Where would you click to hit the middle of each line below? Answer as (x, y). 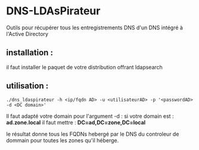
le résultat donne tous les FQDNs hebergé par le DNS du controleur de (93, 134)
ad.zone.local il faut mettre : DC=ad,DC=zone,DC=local (76, 122)
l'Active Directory (27, 33)
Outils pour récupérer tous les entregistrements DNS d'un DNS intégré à (95, 27)
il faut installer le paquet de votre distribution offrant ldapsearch (84, 67)
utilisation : (27, 86)
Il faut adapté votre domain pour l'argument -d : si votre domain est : (90, 116)
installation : (30, 53)
